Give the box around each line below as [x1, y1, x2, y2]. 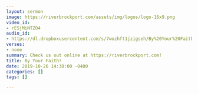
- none [6, 47, 22, 53]
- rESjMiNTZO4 [6, 25, 41, 31]
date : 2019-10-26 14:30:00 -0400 [6, 63, 88, 69]
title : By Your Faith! [6, 58, 62, 63]
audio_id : [6, 31, 31, 36]
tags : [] [6, 74, 28, 80]
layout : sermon [6, 8, 44, 15]
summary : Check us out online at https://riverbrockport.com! [6, 52, 162, 58]
